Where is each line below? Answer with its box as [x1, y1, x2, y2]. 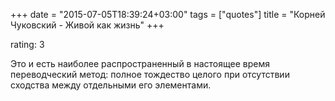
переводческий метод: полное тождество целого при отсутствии [10, 69, 290, 80]
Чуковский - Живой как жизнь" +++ [10, 19, 165, 31]
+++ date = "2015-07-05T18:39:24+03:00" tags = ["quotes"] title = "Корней [10, 9, 326, 20]
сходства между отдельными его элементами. [10, 79, 212, 91]
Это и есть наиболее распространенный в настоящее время [10, 58, 270, 69]
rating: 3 [10, 39, 45, 50]
